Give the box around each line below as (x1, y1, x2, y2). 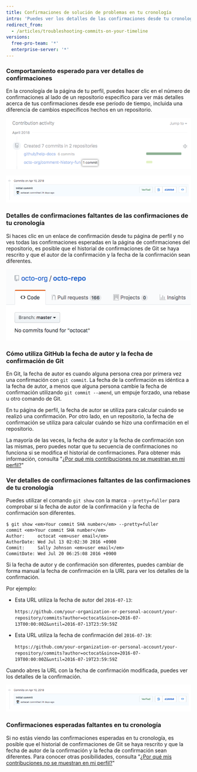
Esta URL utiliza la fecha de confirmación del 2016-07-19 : (14, 632, 152, 639)
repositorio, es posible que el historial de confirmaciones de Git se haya (6, 244, 179, 252)
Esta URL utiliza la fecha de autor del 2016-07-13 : (14, 596, 133, 603)
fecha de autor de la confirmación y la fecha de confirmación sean (6, 747, 167, 754)
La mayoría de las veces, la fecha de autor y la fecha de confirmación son (6, 437, 185, 444)
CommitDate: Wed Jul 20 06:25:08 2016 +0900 (6, 551, 117, 557)
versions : (6, 34, 30, 41)
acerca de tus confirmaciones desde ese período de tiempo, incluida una (6, 100, 183, 107)
